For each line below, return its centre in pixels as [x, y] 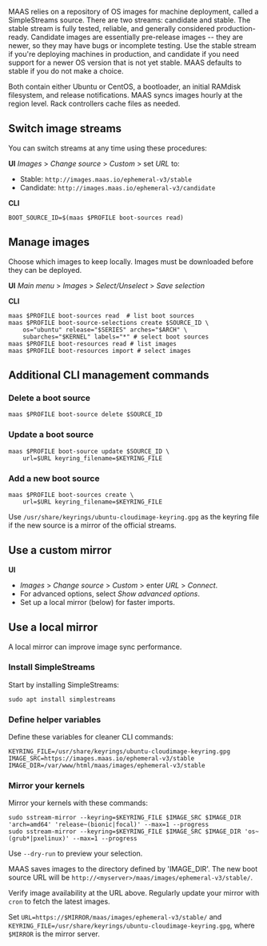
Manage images [49, 242]
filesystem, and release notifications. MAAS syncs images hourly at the [126, 95]
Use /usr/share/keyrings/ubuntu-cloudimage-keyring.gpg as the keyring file [134, 516]
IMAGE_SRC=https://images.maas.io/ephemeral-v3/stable [102, 759]
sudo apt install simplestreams [62, 699]
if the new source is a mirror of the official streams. [93, 525]
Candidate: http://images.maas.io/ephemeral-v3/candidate [118, 187]
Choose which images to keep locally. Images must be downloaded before [131, 261]
